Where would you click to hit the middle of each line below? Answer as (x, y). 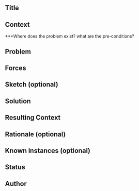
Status (15, 167)
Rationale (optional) (36, 134)
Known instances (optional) (48, 150)
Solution (18, 101)
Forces (16, 68)
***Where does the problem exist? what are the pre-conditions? (70, 36)
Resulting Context (33, 118)
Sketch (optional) (32, 85)
